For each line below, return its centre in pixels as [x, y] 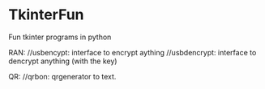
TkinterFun [46, 15]
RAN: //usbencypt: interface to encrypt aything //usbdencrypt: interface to [132, 52]
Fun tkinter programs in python [60, 37]
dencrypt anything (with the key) [63, 61]
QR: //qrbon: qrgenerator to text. [62, 76]
